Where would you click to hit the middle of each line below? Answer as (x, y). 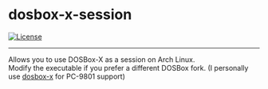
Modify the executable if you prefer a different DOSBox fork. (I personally (128, 68)
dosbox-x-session (70, 15)
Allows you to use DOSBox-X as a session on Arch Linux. (102, 59)
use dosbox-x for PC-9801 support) (67, 76)
